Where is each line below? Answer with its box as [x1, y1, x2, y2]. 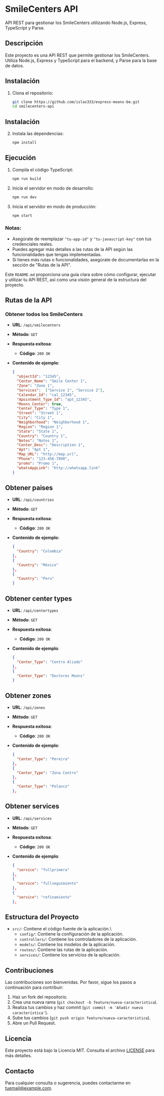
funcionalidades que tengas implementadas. [12, 252, 102, 257]
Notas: [5, 225, 22, 231]
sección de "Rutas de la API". [12, 262, 71, 268]
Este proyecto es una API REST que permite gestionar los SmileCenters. [5, 52, 150, 58]
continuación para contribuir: [5, 984, 64, 990]
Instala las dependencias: [12, 131, 64, 137]
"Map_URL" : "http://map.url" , [17, 452, 78, 457]
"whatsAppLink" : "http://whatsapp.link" [17, 465, 100, 470]
